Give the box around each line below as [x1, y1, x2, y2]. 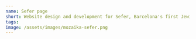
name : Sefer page [5, 8, 48, 14]
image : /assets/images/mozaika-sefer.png [5, 24, 108, 30]
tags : [5, 19, 19, 25]
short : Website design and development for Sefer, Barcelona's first [5, 14, 179, 19]
